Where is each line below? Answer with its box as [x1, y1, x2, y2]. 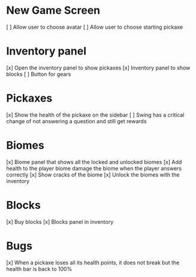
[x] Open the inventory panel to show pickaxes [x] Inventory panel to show [6, 64, 191, 71]
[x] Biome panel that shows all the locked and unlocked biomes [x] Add [6, 158, 182, 165]
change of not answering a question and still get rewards [6, 117, 147, 124]
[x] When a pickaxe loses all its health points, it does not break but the [6, 258, 180, 266]
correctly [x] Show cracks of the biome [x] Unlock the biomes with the [6, 171, 180, 178]
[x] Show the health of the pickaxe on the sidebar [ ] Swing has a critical [6, 111, 185, 118]
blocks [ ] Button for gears [6, 70, 71, 78]
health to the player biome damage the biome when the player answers [6, 165, 182, 172]
